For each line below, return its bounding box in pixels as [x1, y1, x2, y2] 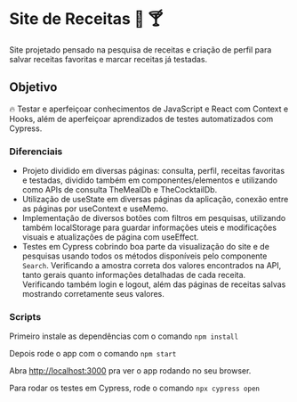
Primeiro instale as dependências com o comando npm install [9, 331, 238, 341]
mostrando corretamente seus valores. [21, 289, 165, 299]
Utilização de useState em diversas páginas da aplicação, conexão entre [21, 194, 289, 205]
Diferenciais [9, 145, 63, 158]
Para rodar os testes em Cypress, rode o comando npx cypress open [9, 382, 261, 394]
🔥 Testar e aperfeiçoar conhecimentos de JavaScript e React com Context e [9, 103, 289, 114]
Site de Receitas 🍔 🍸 [9, 9, 164, 29]
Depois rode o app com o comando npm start [9, 349, 177, 359]
